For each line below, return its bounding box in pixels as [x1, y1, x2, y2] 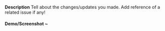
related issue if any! [5, 9, 46, 15]
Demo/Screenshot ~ [5, 21, 48, 27]
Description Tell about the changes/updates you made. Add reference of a [5, 4, 160, 10]
